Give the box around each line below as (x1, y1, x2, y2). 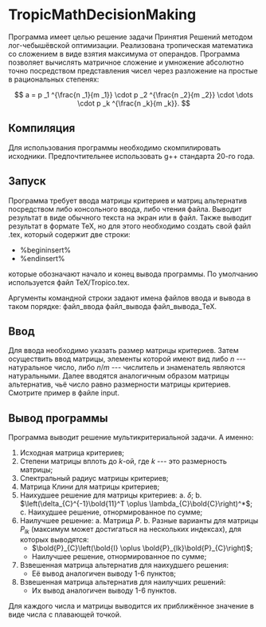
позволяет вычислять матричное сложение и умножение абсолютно (8, 58, 244, 67)
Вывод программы (8, 411, 109, 425)
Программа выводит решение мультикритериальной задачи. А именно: (8, 433, 254, 442)
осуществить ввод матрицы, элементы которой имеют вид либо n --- (8, 354, 247, 364)
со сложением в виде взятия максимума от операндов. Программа (8, 49, 241, 58)
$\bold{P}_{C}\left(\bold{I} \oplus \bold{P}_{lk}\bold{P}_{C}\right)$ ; (31, 543, 253, 553)
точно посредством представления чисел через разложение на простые (8, 65, 258, 75)
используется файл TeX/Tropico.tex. (8, 277, 130, 287)
